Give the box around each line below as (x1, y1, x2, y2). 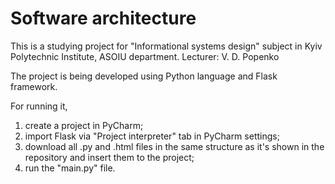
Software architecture (10, 7, 197, 30)
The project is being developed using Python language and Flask (10, 70, 278, 82)
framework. (10, 80, 58, 92)
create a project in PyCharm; (24, 119, 144, 131)
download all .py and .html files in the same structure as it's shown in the (24, 140, 325, 152)
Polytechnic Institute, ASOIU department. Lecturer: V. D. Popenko (10, 50, 280, 62)
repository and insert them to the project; (24, 151, 195, 163)
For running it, (10, 100, 68, 112)
